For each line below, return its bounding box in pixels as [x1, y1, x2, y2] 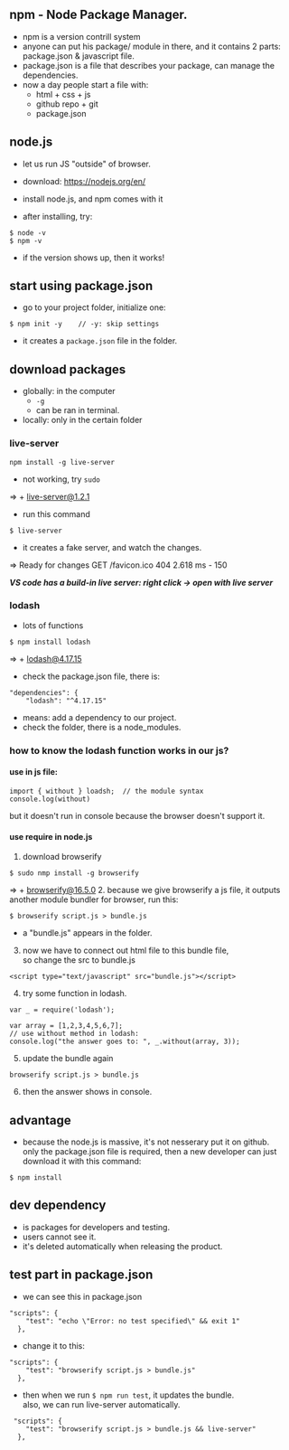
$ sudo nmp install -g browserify [9, 869, 140, 878]
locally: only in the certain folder [22, 415, 143, 426]
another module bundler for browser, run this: [9, 894, 179, 905]
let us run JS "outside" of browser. [22, 158, 152, 169]
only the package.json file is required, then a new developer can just [22, 1145, 277, 1156]
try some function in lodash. [22, 988, 127, 999]
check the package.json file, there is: [22, 671, 161, 682]
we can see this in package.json [22, 1291, 143, 1302]
